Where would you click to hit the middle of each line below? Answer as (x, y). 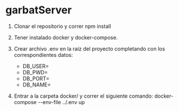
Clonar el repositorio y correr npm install (62, 26)
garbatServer (39, 10)
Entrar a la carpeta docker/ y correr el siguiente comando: (83, 96)
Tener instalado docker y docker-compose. (66, 37)
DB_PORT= (36, 78)
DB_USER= (36, 66)
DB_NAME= (37, 84)
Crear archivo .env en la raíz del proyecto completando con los (89, 49)
